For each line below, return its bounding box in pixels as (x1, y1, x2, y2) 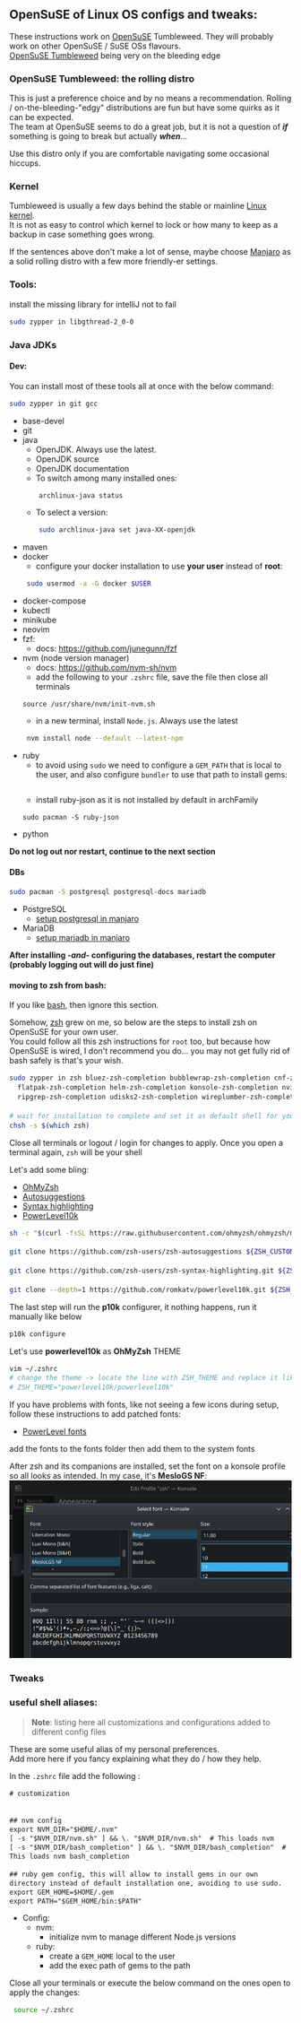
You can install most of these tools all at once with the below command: (9, 380, 274, 391)
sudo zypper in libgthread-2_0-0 (9, 317, 134, 326)
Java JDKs (9, 338, 57, 351)
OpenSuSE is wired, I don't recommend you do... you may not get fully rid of (9, 1046, 290, 1056)
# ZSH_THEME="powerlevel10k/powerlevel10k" (9, 1383, 175, 1393)
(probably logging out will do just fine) (9, 959, 155, 970)
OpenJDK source (35, 453, 100, 465)
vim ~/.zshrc (9, 1364, 58, 1373)
